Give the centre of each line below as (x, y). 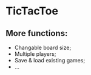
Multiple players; (35, 54)
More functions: (37, 33)
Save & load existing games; (50, 60)
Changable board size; (43, 47)
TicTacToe (32, 11)
